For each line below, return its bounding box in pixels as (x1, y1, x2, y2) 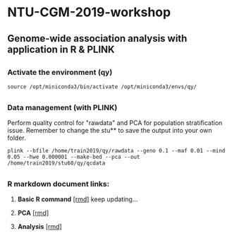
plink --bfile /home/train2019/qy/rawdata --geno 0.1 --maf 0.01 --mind (7, 148, 226, 155)
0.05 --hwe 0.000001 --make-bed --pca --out (7, 153, 140, 161)
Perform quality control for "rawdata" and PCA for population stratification (7, 119, 223, 127)
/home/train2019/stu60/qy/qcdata (7, 160, 106, 167)
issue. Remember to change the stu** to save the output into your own (7, 126, 213, 135)
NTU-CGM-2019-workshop (7, 4, 171, 20)
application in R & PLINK (7, 43, 115, 55)
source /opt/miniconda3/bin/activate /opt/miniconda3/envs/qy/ (7, 83, 197, 90)
